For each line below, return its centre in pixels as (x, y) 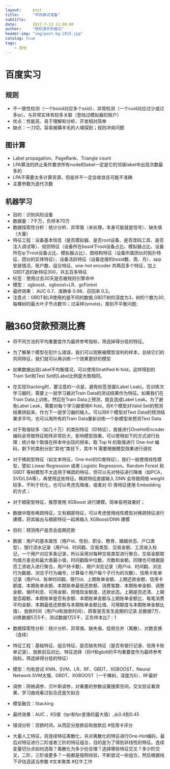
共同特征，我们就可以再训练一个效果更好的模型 (62, 359)
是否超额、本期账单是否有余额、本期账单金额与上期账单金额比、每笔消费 (88, 598)
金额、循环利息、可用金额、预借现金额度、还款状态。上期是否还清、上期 (88, 592)
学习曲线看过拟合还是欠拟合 (51, 693)
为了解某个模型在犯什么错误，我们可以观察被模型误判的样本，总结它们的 (88, 352)
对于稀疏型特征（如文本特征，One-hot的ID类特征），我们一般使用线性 (85, 459)
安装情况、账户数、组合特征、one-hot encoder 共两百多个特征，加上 (84, 266)
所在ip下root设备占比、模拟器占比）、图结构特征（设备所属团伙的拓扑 (84, 253)
